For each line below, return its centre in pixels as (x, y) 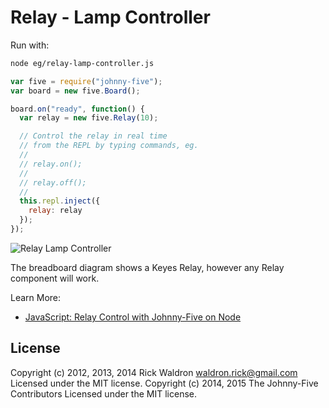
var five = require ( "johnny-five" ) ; (86, 81)
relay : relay (55, 211)
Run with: (30, 45)
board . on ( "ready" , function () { (77, 109)
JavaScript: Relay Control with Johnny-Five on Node (133, 317)
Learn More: (36, 297)
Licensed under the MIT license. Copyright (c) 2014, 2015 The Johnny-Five (164, 383)
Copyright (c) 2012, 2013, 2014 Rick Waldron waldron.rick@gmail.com (154, 372)
